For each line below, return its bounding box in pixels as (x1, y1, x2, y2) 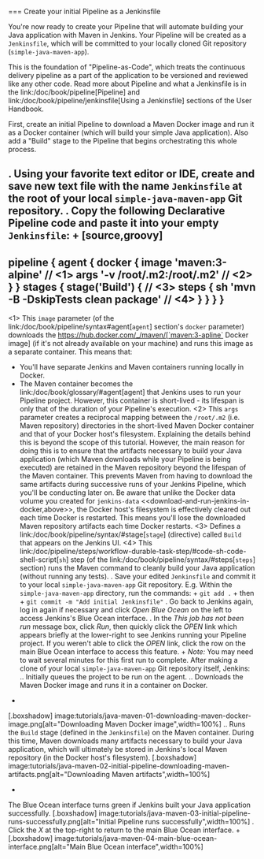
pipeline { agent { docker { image (8, 255, 173, 269)
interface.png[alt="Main (8, 842, 86, 852)
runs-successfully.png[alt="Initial (8, 817, 116, 827)
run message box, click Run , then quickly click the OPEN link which (19, 622, 237, 631)
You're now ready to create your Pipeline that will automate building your (8, 22, 244, 31)
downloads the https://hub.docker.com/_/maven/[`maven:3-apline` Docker (8, 330, 249, 340)
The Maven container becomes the (19, 379, 134, 389)
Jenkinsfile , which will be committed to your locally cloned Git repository (8, 39, 247, 48)
